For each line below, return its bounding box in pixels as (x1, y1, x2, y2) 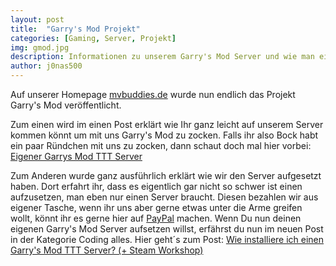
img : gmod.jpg (10, 42, 70, 53)
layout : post (10, 14, 65, 25)
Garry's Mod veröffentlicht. (10, 99, 122, 111)
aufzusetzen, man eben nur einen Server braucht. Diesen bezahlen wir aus (10, 191, 319, 203)
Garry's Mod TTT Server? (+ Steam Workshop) (10, 244, 204, 256)
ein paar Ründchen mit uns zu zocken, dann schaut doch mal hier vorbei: (10, 140, 312, 151)
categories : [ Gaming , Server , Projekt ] (10, 33, 177, 43)
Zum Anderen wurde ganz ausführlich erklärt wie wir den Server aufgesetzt (10, 170, 322, 181)
